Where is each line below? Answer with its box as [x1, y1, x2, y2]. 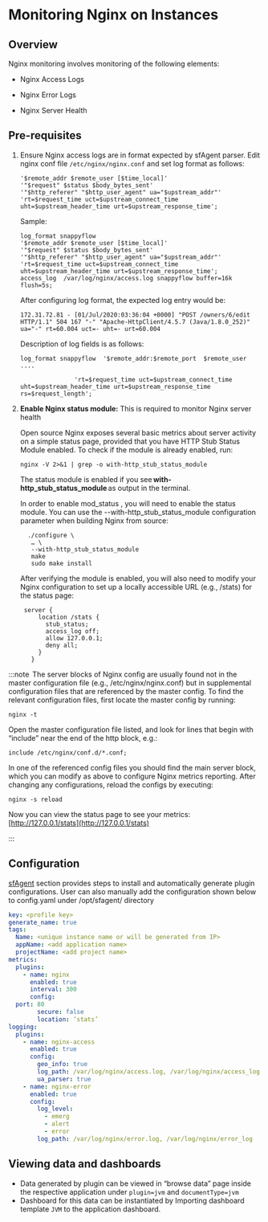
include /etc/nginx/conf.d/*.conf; [8, 749, 128, 757]
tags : [8, 926, 26, 934]
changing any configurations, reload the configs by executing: [8, 779, 214, 789]
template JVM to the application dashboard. [19, 1204, 161, 1214]
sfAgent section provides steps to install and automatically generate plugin [8, 878, 255, 888]
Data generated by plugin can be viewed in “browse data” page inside [19, 1179, 251, 1188]
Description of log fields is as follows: [19, 339, 144, 349]
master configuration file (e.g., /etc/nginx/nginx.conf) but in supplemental [8, 677, 251, 688]
